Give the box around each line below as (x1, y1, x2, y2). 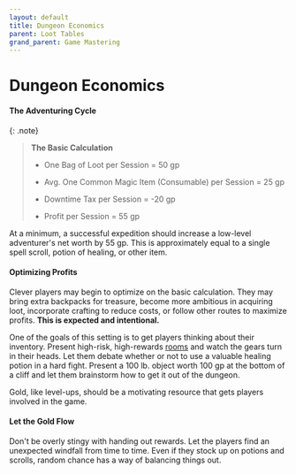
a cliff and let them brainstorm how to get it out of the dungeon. (9, 369, 240, 380)
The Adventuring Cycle (9, 105, 97, 116)
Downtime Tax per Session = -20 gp (43, 194, 176, 204)
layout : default (9, 12, 69, 22)
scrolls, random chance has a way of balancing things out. (9, 455, 222, 465)
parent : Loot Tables (9, 29, 86, 38)
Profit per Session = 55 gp (43, 210, 140, 221)
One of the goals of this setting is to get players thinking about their (9, 332, 254, 342)
